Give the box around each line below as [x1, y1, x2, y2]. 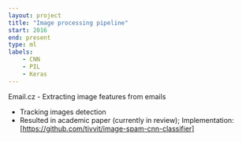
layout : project [8, 11, 61, 20]
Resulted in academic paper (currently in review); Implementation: [19, 115, 234, 124]
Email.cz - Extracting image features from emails [8, 91, 166, 101]
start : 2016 [8, 26, 47, 34]
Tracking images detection [19, 107, 106, 117]
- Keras [22, 70, 47, 78]
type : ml [8, 41, 37, 49]
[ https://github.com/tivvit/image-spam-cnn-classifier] [19, 124, 195, 133]
